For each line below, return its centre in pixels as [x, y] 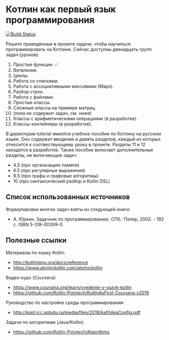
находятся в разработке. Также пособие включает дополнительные [79, 150]
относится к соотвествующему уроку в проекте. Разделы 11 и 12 [76, 144]
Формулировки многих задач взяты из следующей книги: [68, 209]
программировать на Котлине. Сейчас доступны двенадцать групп [79, 49]
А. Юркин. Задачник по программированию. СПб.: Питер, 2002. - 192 [88, 219]
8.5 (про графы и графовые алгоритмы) [56, 176]
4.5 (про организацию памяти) [46, 165]
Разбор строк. [29, 92]
